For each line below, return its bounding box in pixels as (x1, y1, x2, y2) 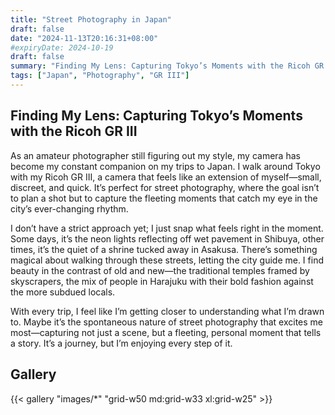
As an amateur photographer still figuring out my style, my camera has (10, 149, 301, 161)
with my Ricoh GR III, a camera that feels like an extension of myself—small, (10, 171, 322, 183)
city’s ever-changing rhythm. (10, 202, 129, 215)
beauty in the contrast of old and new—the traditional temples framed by (10, 264, 310, 276)
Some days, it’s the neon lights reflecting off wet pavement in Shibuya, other (10, 232, 325, 245)
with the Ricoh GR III (10, 123, 138, 140)
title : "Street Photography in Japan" (10, 14, 172, 25)
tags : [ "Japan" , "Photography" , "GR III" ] (10, 71, 190, 81)
